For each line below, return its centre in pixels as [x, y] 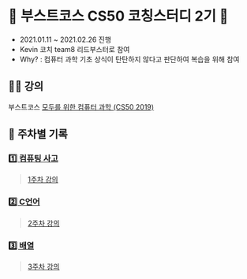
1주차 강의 [43, 180]
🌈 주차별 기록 [38, 134]
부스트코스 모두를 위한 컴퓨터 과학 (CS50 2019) [81, 106]
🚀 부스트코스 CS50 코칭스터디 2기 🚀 [118, 16]
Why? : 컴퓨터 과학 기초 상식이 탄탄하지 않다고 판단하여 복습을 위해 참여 [129, 59]
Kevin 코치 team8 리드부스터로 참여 [75, 49]
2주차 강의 [43, 223]
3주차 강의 [43, 267]
